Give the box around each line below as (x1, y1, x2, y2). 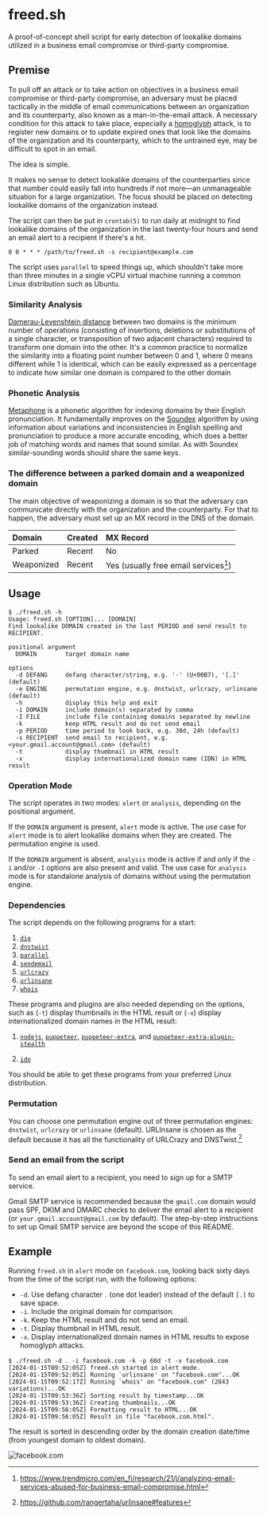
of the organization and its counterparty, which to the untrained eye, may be (8, 135, 257, 145)
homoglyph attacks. (19, 1340, 85, 1350)
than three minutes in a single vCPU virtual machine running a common (8, 270, 241, 280)
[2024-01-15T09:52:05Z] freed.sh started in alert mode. (8, 1364, 201, 1372)
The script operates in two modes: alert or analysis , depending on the (8, 799, 242, 808)
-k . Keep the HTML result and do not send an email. (19, 1315, 189, 1325)
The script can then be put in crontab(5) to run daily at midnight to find (8, 215, 241, 225)
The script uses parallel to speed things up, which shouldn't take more (8, 261, 244, 272)
